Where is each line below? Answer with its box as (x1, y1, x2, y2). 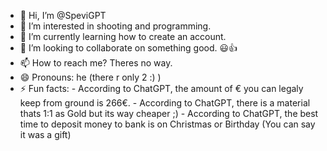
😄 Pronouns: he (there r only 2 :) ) (19, 71, 162, 83)
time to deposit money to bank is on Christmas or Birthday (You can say (19, 118, 316, 130)
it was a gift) (19, 129, 72, 140)
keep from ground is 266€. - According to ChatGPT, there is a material (19, 97, 311, 109)
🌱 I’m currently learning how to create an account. (19, 31, 227, 42)
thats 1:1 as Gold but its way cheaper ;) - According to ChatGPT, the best (19, 108, 319, 119)
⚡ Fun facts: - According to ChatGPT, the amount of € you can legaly (19, 83, 304, 94)
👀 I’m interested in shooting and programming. (19, 20, 212, 32)
